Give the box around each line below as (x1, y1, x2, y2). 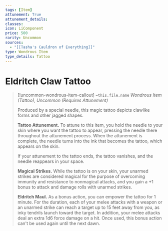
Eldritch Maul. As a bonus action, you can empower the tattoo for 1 (17, 194, 156, 200)
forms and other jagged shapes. (17, 112, 84, 118)
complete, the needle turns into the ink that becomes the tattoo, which (17, 138, 162, 144)
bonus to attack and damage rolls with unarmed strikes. (17, 184, 132, 190)
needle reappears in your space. (17, 158, 84, 164)
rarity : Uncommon (5, 36, 41, 41)
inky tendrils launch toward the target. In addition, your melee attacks (17, 210, 160, 216)
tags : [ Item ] (5, 7, 32, 13)
